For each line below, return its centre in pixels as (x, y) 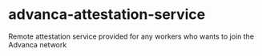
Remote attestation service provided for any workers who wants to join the (131, 36)
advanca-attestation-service (107, 15)
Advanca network (38, 44)
